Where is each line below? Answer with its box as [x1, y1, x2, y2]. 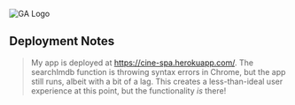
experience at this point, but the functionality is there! [30, 85, 227, 96]
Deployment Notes [9, 34, 115, 49]
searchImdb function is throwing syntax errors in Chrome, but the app [30, 66, 286, 77]
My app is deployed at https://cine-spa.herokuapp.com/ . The [30, 57, 254, 68]
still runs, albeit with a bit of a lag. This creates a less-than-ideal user [30, 76, 283, 86]
